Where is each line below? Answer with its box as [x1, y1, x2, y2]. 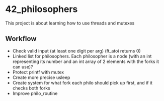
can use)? [12, 63, 33, 69]
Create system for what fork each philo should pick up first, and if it [12, 79, 152, 85]
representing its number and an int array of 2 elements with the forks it [12, 58, 159, 64]
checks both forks [12, 85, 50, 91]
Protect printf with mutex [12, 69, 64, 75]
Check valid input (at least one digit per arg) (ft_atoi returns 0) [12, 47, 141, 53]
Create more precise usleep [12, 74, 70, 80]
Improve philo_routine [12, 90, 58, 96]
